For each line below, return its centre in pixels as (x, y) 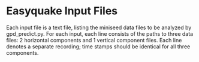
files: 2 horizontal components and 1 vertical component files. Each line (94, 40)
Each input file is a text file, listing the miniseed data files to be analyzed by (99, 27)
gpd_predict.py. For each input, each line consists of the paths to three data (100, 33)
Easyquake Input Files (62, 11)
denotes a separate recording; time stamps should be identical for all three (98, 46)
